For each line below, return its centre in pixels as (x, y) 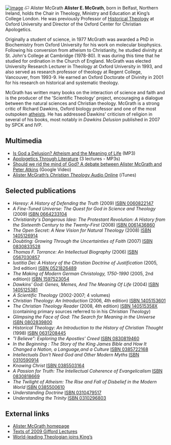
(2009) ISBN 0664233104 (40, 214)
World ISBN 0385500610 (39, 387)
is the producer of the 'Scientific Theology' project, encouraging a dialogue (84, 98)
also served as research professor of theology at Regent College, (74, 72)
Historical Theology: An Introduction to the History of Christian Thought (88, 327)
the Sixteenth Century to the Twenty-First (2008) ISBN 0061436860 (84, 225)
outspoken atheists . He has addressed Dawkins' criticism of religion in (79, 114)
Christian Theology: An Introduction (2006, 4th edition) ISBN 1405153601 (89, 300)
